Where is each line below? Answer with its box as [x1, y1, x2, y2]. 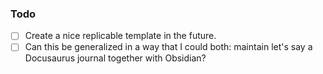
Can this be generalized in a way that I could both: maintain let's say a [24, 41, 313, 53]
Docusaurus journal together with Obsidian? [24, 52, 207, 64]
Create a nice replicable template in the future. [24, 30, 217, 42]
